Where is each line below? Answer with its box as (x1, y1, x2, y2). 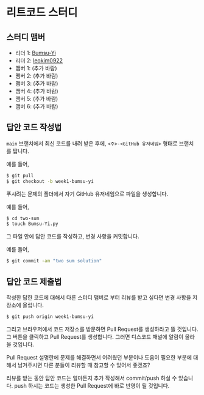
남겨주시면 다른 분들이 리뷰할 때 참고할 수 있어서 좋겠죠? (17, 361, 150, 369)
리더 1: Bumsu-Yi (15, 50, 56, 56)
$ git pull (6, 172, 34, 179)
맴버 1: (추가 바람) (15, 65, 57, 72)
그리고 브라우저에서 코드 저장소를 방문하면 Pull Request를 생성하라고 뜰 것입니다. (6, 325, 199, 333)
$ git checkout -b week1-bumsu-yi (6, 178, 94, 184)
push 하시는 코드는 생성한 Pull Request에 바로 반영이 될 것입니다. (14, 382, 170, 389)
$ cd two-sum (6, 215, 40, 221)
